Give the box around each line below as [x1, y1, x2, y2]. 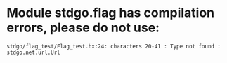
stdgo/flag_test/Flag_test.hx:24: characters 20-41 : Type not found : [6, 43, 221, 50]
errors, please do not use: [6, 20, 160, 36]
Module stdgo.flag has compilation [6, 5, 215, 21]
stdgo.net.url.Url [6, 49, 60, 56]
